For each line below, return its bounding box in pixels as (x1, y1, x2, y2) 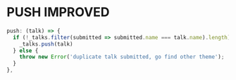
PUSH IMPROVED (6, 4, 110, 20)
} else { (13, 47, 39, 54)
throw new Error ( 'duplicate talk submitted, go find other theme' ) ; (19, 53, 225, 60)
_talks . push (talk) (19, 40, 73, 48)
